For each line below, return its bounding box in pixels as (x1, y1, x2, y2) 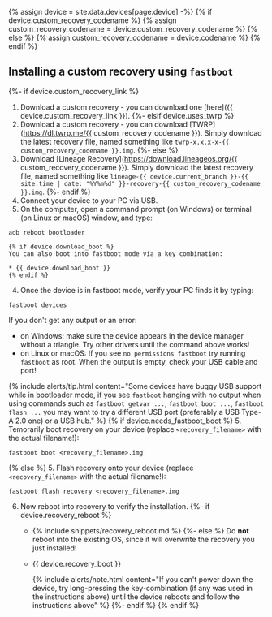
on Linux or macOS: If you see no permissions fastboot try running (19, 348, 246, 358)
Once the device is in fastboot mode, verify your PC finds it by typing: (19, 285, 254, 295)
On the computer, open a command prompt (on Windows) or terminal (19, 204, 252, 214)
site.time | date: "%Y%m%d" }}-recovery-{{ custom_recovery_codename (19, 179, 261, 188)
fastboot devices (8, 300, 67, 309)
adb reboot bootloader (8, 228, 85, 236)
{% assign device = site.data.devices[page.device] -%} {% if (8, 7, 213, 16)
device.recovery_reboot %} (19, 510, 112, 520)
